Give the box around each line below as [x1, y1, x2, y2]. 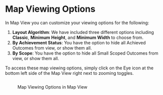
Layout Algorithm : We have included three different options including [12, 29, 154, 35]
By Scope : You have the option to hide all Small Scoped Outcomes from [12, 50, 159, 56]
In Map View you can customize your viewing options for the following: [5, 20, 149, 26]
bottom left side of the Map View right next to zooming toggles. [5, 70, 134, 76]
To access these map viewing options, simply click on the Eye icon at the [5, 65, 154, 71]
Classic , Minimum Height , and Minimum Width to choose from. [12, 34, 144, 40]
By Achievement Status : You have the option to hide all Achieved [12, 39, 146, 45]
